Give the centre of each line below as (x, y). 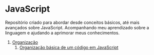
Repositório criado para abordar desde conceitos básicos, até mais (72, 22)
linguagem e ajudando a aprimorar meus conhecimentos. (62, 33)
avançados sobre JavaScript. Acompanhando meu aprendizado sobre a (77, 27)
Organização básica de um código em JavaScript (69, 47)
